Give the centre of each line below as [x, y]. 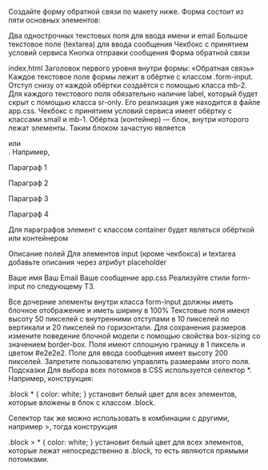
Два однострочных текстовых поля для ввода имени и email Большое [128, 36]
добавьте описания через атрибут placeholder [88, 262]
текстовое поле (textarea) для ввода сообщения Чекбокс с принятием [129, 44]
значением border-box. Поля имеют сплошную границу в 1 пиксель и [127, 344]
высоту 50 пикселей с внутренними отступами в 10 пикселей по [119, 319]
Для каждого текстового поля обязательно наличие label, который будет [133, 94]
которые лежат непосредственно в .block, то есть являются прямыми [128, 451]
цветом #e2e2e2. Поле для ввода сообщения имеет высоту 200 [118, 353]
